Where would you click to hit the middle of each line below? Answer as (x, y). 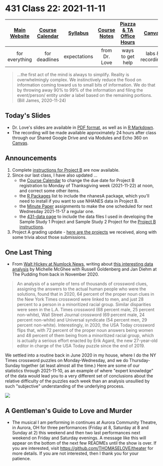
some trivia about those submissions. (49, 237)
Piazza (128, 24)
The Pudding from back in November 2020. (56, 274)
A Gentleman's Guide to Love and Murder (69, 411)
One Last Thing (29, 252)
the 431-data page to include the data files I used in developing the (86, 216)
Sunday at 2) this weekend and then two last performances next (76, 433)
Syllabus (78, 33)
